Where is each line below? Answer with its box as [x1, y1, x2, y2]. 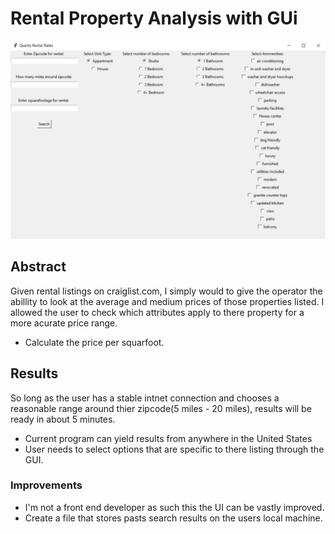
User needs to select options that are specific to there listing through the [24, 443, 325, 455]
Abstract [10, 258, 67, 276]
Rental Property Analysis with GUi [10, 7, 298, 30]
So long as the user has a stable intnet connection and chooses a [10, 392, 280, 404]
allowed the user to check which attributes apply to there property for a [10, 306, 305, 318]
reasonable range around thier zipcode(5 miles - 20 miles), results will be [10, 402, 312, 414]
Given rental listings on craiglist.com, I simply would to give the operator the [10, 285, 323, 297]
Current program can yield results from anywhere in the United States [24, 432, 313, 444]
